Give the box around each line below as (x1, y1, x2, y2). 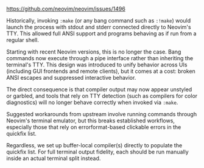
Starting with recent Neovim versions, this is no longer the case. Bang (6, 48, 181, 55)
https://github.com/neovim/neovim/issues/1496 (6, 5, 126, 12)
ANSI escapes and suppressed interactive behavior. (6, 74, 136, 81)
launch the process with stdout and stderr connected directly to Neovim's (6, 24, 191, 30)
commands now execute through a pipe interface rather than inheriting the (6, 55, 194, 61)
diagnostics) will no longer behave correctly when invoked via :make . (6, 99, 178, 106)
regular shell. (6, 37, 40, 43)
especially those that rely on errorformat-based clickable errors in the (6, 124, 181, 130)
